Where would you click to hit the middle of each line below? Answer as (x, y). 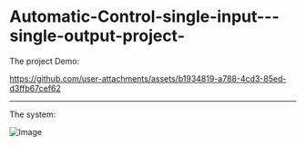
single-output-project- (97, 36)
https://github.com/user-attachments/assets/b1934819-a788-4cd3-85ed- (148, 78)
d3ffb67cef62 (36, 88)
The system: (33, 114)
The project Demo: (45, 61)
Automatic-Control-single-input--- (144, 17)
